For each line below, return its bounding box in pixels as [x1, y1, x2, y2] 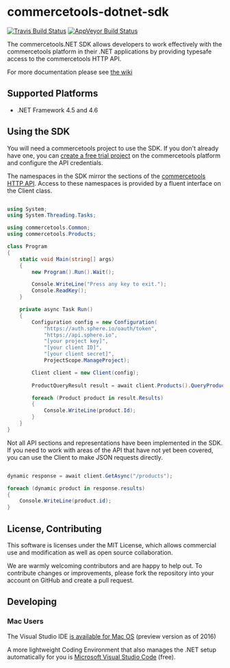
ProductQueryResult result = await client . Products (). [31, 382, 192, 389]
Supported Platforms [7, 88, 99, 99]
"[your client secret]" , [43, 351, 115, 358]
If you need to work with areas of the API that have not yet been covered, [7, 446, 214, 454]
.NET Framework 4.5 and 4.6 [16, 106, 98, 114]
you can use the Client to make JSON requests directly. [7, 453, 163, 461]
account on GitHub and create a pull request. [7, 576, 134, 584]
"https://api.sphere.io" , [43, 332, 118, 338]
